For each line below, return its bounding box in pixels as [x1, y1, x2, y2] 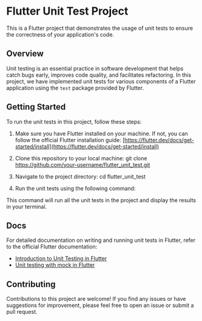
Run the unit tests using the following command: [15, 185, 136, 192]
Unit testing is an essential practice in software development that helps [6, 65, 184, 72]
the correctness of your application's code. [6, 30, 114, 38]
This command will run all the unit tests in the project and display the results [6, 196, 196, 203]
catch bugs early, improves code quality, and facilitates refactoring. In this [6, 71, 192, 79]
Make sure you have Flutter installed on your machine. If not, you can [15, 130, 188, 137]
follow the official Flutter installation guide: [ [15, 136, 125, 144]
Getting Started [6, 102, 66, 112]
